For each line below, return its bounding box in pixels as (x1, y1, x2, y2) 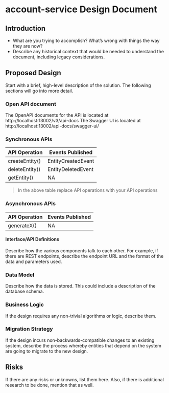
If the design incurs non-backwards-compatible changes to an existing (5, 337, 155, 343)
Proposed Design (5, 69, 61, 77)
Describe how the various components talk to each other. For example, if (5, 247, 158, 254)
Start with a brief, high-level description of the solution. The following (5, 82, 151, 88)
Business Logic (5, 301, 44, 308)
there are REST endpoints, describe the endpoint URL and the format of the (5, 253, 164, 259)
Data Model (5, 271, 35, 278)
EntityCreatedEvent (47, 158, 94, 165)
